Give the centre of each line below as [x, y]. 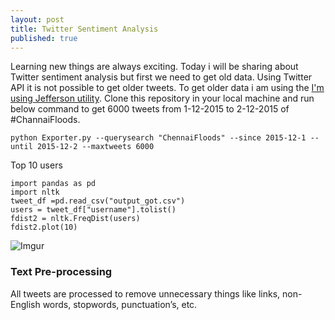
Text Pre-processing [61, 272]
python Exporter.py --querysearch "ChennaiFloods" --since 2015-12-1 [158, 138]
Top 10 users [36, 165]
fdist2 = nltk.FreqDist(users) [75, 219]
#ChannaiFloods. [45, 120]
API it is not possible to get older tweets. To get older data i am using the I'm [167, 88]
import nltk [35, 192]
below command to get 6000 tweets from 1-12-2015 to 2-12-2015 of [150, 109]
